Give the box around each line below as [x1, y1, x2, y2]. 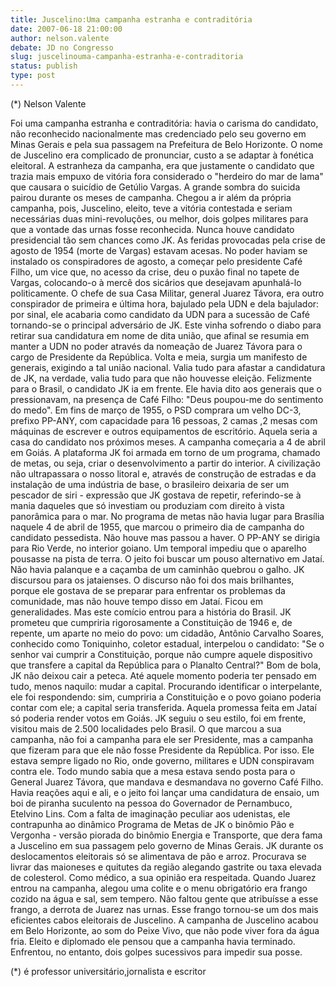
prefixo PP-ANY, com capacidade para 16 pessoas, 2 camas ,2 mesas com [10, 414, 318, 426]
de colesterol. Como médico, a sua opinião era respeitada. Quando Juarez [10, 871, 317, 883]
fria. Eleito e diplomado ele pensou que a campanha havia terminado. [10, 935, 296, 947]
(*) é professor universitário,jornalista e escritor [10, 965, 207, 977]
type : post [10, 71, 56, 81]
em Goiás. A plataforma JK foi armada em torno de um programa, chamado [10, 446, 321, 458]
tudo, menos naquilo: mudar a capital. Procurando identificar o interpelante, [10, 680, 323, 692]
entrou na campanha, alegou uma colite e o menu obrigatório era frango [10, 882, 308, 894]
